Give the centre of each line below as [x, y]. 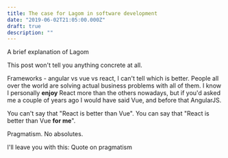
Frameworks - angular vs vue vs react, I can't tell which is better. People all [113, 79]
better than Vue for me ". [41, 121]
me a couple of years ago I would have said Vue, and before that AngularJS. [114, 101]
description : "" [30, 32]
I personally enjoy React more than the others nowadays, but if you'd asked [114, 93]
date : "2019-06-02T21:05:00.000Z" [56, 20]
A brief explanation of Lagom [48, 52]
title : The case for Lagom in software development [82, 13]
